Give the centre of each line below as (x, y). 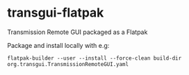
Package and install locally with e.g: (58, 45)
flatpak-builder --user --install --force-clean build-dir (94, 58)
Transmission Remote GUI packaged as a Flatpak (77, 32)
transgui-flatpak (56, 13)
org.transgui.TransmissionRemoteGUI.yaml (68, 64)
